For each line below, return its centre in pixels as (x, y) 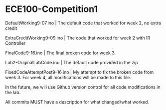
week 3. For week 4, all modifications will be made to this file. (68, 77)
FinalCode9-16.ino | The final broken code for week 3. (61, 53)
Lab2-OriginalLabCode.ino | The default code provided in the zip (72, 62)
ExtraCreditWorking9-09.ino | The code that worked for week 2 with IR (78, 38)
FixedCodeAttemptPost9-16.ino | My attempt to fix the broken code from (79, 72)
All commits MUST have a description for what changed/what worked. (77, 102)
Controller (15, 43)
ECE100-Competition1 (52, 9)
